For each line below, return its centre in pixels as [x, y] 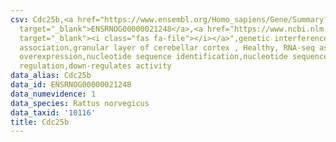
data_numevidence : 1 [53, 94]
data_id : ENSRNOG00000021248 [71, 85]
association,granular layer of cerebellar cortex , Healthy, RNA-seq [167, 47]
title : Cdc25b [40, 122]
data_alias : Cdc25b [51, 76]
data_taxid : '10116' [53, 112]
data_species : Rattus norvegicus [80, 103]
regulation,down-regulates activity [95, 66]
